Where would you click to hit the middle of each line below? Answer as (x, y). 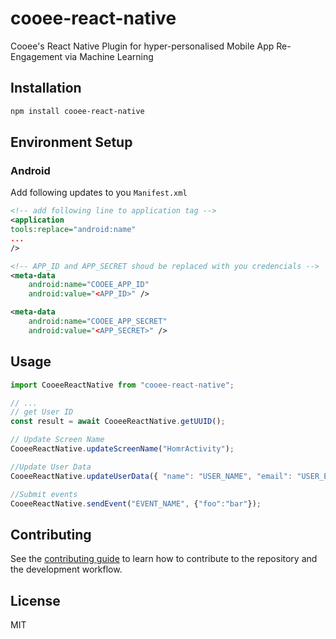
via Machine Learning (109, 56)
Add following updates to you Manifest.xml (99, 193)
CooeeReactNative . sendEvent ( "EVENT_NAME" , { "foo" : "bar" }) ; (136, 503)
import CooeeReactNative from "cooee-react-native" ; (122, 385)
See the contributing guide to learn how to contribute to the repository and (164, 559)
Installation (46, 88)
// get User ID (42, 412)
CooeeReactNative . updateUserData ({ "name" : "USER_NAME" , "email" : (151, 476)
